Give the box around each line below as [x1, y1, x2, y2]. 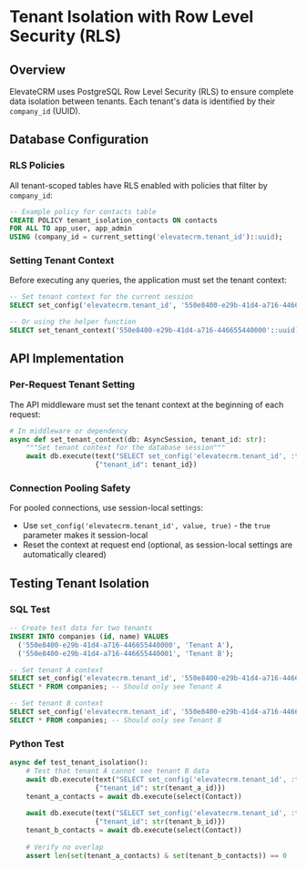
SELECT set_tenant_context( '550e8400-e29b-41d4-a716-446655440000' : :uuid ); [9, 326, 303, 335]
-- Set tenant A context [9, 665, 104, 675]
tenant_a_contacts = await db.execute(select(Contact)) [25, 792, 243, 801]
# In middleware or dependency [9, 426, 128, 435]
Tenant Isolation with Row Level [9, 6, 254, 27]
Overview [9, 62, 66, 77]
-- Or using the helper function [9, 317, 137, 327]
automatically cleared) [22, 549, 107, 560]
